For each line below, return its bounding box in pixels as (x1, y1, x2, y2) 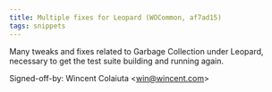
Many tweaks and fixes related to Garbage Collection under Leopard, (9, 46, 264, 56)
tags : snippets (9, 21, 66, 30)
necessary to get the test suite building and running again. (9, 55, 224, 66)
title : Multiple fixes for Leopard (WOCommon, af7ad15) (9, 13, 222, 22)
